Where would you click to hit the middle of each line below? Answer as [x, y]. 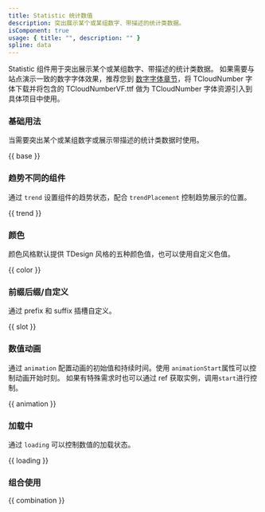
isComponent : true [39, 30]
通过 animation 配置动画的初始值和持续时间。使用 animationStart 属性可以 [129, 368]
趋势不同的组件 [37, 178]
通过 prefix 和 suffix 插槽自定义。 [62, 311]
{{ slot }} [22, 326]
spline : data [30, 45]
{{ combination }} [37, 500]
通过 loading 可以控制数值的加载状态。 [72, 444]
